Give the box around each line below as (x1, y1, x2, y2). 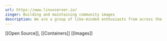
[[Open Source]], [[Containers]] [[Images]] (5, 30, 93, 36)
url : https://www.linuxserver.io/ (5, 7, 77, 12)
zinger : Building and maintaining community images (5, 12, 115, 17)
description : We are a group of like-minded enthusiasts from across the (5, 16, 162, 21)
